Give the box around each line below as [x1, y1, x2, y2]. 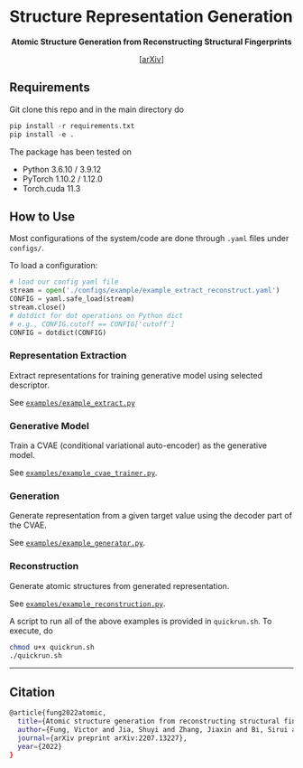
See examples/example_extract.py [9, 397, 135, 407]
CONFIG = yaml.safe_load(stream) [9, 295, 135, 304]
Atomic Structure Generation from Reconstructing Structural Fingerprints [11, 36, 292, 47]
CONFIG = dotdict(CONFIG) [9, 328, 106, 337]
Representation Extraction [9, 350, 127, 362]
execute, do [9, 625, 54, 636]
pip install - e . [9, 129, 75, 139]
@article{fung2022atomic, [9, 708, 106, 717]
